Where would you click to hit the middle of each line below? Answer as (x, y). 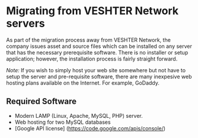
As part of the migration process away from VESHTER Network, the (88, 40)
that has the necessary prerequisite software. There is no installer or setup (97, 52)
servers (26, 23)
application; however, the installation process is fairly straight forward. (92, 59)
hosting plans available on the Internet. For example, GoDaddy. (83, 83)
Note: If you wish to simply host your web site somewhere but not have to (96, 70)
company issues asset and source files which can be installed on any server (99, 46)
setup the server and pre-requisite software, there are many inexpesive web (99, 76)
